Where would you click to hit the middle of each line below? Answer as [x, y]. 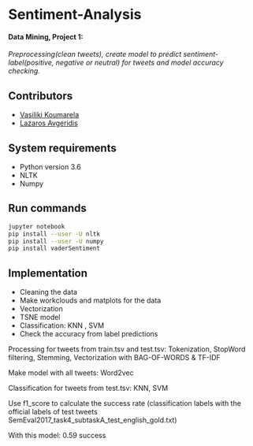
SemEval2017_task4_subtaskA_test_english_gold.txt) [93, 420]
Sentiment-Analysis [75, 15]
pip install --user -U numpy [56, 241]
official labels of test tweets [53, 412]
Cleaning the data [48, 292]
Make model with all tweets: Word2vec [71, 373]
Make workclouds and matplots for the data [90, 300]
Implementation [48, 273]
